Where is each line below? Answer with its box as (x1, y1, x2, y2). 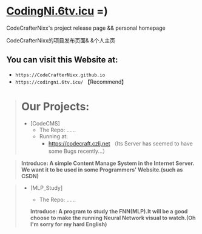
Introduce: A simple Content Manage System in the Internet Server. (21, 159, 195, 167)
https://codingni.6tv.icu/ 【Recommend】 (15, 78, 127, 85)
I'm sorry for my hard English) (30, 220, 107, 228)
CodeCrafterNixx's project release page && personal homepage (6, 24, 166, 32)
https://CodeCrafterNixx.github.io (15, 72, 106, 78)
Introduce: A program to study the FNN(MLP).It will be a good (30, 207, 188, 215)
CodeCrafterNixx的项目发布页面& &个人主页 (6, 36, 115, 44)
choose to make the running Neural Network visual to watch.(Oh (30, 214, 196, 221)
